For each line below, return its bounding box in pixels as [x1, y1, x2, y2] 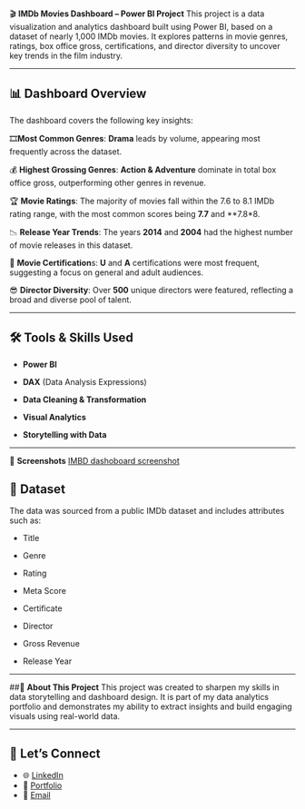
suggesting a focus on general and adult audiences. [9, 267, 204, 278]
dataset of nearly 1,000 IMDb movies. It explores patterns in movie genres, [9, 31, 289, 42]
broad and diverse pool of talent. [9, 294, 132, 305]
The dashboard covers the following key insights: [9, 114, 193, 125]
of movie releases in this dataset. [9, 240, 133, 251]
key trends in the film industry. [9, 50, 123, 61]
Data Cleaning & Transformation [22, 394, 147, 405]
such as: [9, 515, 42, 526]
